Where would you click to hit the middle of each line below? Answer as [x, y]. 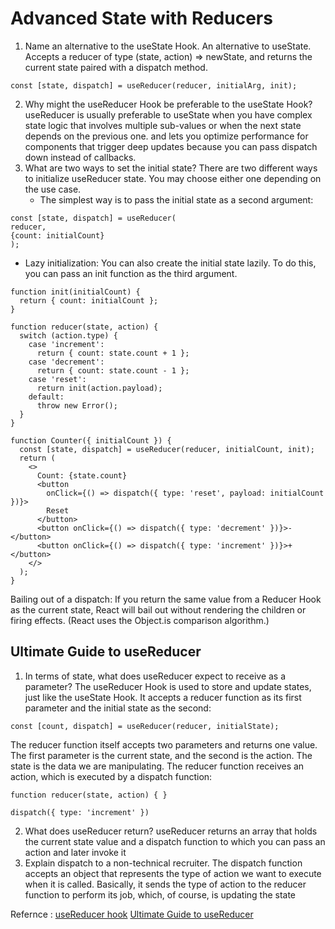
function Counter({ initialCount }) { [91, 440]
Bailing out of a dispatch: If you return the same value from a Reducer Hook [166, 599]
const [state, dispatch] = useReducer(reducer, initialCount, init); [167, 449]
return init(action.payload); [99, 388]
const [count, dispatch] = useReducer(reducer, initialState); [145, 726]
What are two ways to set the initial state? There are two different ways [171, 168]
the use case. [53, 189]
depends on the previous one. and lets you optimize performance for [166, 136]
